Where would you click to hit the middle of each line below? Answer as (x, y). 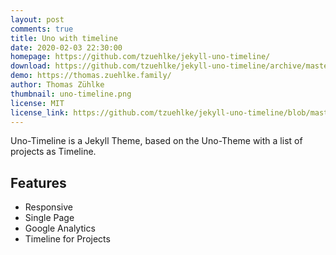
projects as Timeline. (53, 152)
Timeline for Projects (67, 239)
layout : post (37, 19)
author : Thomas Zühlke (57, 85)
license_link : (40, 112)
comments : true (42, 29)
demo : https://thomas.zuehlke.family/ (91, 76)
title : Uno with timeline (64, 38)
